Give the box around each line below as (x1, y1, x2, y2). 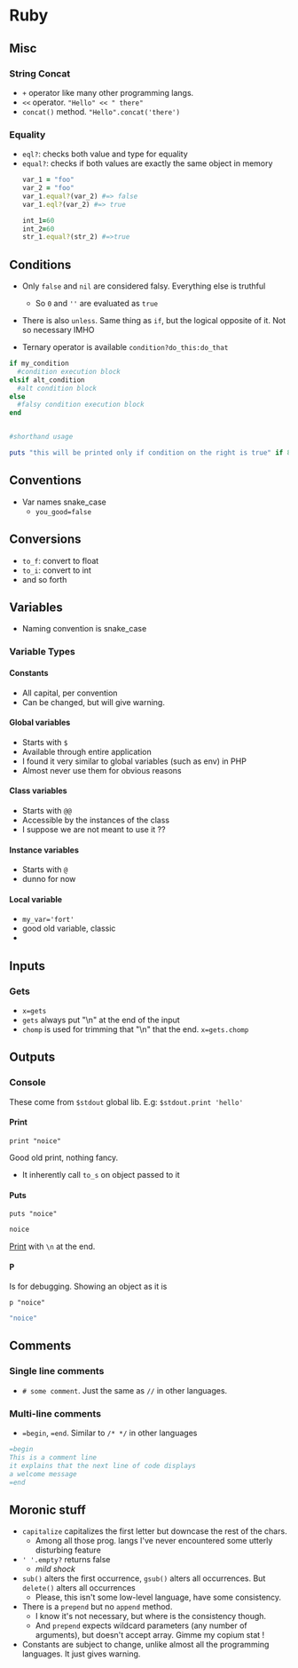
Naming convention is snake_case (21, 624, 147, 634)
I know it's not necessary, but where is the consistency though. (35, 1611, 267, 1622)
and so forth (21, 574, 67, 584)
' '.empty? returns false (21, 1554, 111, 1565)
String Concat (9, 68, 71, 80)
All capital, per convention (21, 687, 118, 698)
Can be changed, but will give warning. (21, 696, 166, 707)
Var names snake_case (21, 496, 106, 507)
